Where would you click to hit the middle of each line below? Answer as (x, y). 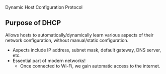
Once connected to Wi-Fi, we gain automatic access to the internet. (90, 66)
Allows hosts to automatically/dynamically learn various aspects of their (79, 35)
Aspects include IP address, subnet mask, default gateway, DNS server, (87, 50)
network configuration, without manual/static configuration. (67, 40)
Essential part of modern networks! (49, 60)
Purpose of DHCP (33, 23)
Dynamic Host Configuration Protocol (44, 7)
